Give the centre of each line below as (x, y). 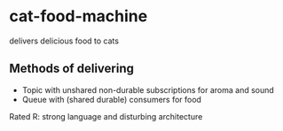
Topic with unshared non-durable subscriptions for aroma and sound (148, 89)
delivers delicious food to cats (64, 41)
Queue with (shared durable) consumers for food (112, 99)
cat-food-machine (79, 16)
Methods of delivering (72, 69)
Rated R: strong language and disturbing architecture (106, 116)
